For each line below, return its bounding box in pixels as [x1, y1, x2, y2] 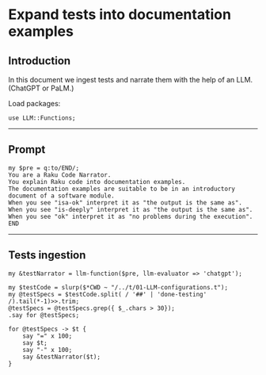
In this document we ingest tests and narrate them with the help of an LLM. [8, 75, 253, 84]
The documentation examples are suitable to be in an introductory [8, 185, 236, 193]
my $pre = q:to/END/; [8, 164, 80, 172]
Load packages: [8, 99, 61, 108]
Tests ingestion [8, 248, 86, 262]
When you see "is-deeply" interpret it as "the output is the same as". [8, 205, 253, 213]
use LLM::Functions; [8, 114, 77, 122]
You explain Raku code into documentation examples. [8, 178, 186, 186]
